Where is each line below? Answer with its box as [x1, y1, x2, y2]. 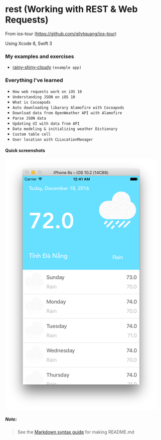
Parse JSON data [12, 116, 46, 121]
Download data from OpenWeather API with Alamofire [12, 110, 122, 116]
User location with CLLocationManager [12, 137, 93, 142]
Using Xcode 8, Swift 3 [5, 40, 52, 46]
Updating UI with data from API [12, 121, 80, 126]
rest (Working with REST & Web [5, 4, 138, 15]
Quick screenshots [5, 148, 45, 154]
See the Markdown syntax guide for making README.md [17, 429, 135, 435]
